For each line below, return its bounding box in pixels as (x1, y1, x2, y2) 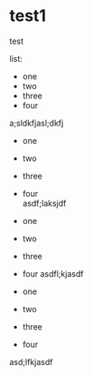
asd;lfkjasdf (9, 356, 53, 367)
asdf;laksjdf (22, 198, 67, 208)
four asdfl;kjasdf (22, 268, 84, 279)
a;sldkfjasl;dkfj (9, 117, 64, 128)
